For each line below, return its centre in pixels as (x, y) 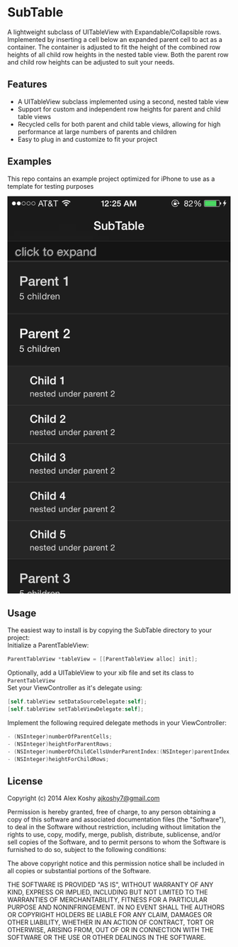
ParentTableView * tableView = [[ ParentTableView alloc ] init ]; (103, 659)
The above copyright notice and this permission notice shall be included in (116, 863)
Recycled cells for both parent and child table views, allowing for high (119, 124)
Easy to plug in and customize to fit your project (87, 139)
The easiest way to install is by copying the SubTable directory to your (110, 630)
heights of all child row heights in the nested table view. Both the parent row (118, 55)
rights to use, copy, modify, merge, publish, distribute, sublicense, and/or (114, 835)
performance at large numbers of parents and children (97, 131)
